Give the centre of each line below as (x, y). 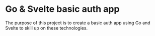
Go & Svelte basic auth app (62, 9)
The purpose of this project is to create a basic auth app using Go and (78, 23)
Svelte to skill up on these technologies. (47, 28)
